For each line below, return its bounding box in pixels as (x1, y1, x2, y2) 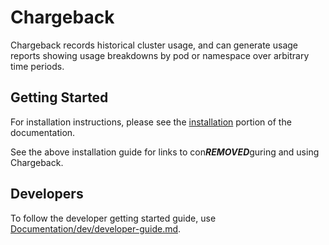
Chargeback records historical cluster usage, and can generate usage (10, 39, 298, 51)
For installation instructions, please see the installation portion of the (10, 116, 292, 128)
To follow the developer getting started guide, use (10, 212, 217, 224)
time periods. (10, 60, 65, 72)
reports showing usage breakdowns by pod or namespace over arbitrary (10, 49, 310, 61)
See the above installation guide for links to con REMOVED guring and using (10, 146, 320, 158)
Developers (10, 186, 84, 203)
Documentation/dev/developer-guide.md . (10, 222, 182, 235)
